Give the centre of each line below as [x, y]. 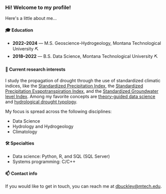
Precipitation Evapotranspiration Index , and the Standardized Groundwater [82, 91]
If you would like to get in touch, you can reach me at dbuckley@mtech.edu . [83, 187]
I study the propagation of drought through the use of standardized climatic [83, 80]
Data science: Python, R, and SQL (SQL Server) [61, 156]
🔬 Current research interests [35, 69]
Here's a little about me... [31, 18]
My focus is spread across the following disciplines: [58, 111]
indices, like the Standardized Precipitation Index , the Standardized [74, 86]
